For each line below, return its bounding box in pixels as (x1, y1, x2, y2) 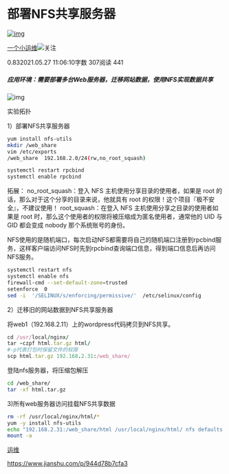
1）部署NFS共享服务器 (7, 122, 70, 130)
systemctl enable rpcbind (7, 173, 81, 181)
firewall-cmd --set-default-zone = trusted (7, 279, 128, 286)
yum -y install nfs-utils (7, 420, 81, 427)
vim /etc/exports (7, 148, 57, 155)
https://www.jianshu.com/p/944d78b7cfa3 (7, 460, 129, 468)
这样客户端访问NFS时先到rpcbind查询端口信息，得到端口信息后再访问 (19, 245, 216, 253)
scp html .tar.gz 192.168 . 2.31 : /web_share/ (7, 353, 131, 360)
